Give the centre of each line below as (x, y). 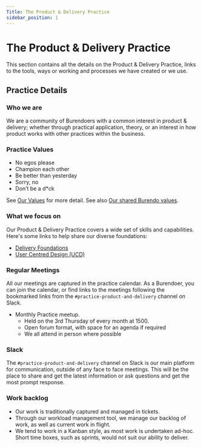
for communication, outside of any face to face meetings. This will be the (98, 370)
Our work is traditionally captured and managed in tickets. (87, 411)
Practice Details (37, 90)
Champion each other (42, 169)
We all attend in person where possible (73, 334)
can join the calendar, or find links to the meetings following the (86, 290)
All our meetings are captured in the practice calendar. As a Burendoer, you (100, 283)
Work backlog (27, 398)
